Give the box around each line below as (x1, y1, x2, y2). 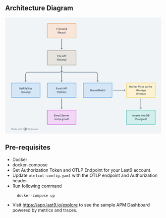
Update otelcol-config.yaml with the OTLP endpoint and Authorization (12, 172, 158, 178)
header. (12, 177, 28, 183)
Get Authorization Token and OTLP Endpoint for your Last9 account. (12, 167, 152, 173)
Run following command (12, 183, 62, 189)
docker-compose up (17, 193, 55, 198)
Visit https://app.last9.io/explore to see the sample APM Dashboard (12, 202, 150, 208)
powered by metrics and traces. (12, 207, 78, 213)
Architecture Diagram (5, 4, 73, 12)
